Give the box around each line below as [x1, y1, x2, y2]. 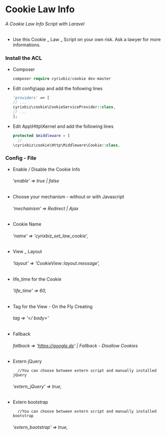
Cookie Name [12, 221, 42, 227]
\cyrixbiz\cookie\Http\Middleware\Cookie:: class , [12, 143, 121, 148]
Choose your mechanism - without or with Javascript [12, 194, 125, 200]
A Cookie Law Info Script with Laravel [5, 20, 85, 26]
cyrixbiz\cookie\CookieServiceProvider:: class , [12, 104, 116, 110]
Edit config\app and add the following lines [12, 85, 103, 91]
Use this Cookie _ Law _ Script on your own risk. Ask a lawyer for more [12, 37, 161, 43]
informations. [12, 42, 41, 48]
